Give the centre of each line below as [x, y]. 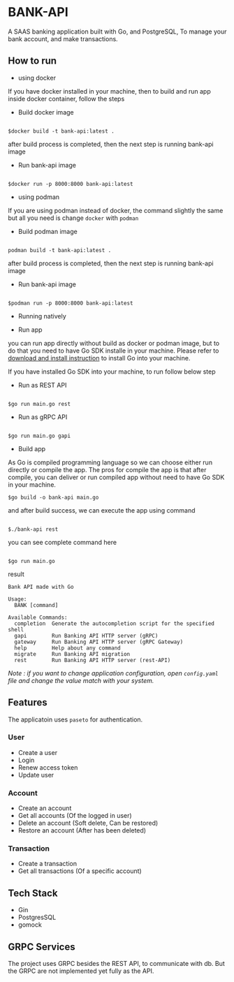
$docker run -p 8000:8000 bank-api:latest [71, 184]
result [16, 574]
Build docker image [46, 112]
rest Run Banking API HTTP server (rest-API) [93, 660]
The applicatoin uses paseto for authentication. [75, 719]
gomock [30, 925]
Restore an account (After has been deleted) [82, 830]
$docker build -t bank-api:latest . [61, 131]
